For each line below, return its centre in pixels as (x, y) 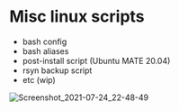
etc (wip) (39, 79)
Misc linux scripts (77, 17)
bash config (45, 42)
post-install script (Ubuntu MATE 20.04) (96, 60)
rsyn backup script (57, 70)
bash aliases (45, 51)
